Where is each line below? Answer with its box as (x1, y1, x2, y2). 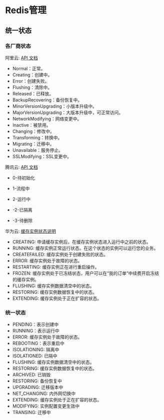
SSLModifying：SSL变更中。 (12, 153, 71, 159)
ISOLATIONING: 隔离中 (12, 347, 59, 353)
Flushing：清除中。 (12, 84, 52, 90)
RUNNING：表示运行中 (12, 328, 60, 334)
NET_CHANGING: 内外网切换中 (12, 390, 76, 397)
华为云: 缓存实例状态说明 (5, 228, 56, 234)
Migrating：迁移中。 (12, 141, 54, 147)
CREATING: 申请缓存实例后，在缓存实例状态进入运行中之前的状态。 (12, 239, 151, 245)
